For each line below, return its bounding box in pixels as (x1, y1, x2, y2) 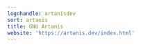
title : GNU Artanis (7, 23, 64, 30)
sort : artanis (7, 17, 49, 23)
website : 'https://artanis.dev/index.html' (7, 29, 135, 37)
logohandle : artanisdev (7, 10, 76, 17)
